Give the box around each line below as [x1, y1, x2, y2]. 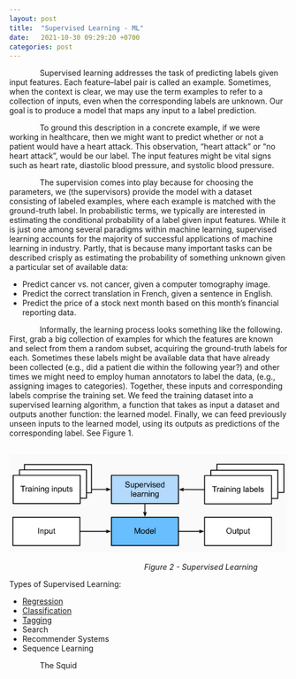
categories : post [9, 42, 73, 51]
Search [21, 624, 49, 635]
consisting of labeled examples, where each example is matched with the [9, 196, 277, 207]
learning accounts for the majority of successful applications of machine [9, 234, 274, 244]
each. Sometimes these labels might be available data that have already [9, 352, 270, 363]
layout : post [9, 14, 57, 23]
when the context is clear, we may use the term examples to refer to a [9, 87, 263, 97]
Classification [21, 605, 72, 615]
